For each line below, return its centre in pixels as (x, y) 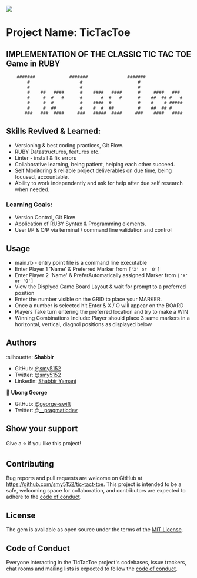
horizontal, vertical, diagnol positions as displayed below (83, 324)
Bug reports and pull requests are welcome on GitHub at (74, 478)
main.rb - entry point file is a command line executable (81, 262)
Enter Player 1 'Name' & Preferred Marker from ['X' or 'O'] (87, 269)
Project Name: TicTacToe (68, 33)
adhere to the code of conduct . (44, 497)
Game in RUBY (33, 63)
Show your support (42, 428)
